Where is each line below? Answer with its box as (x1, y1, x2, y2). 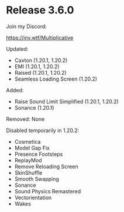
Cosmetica (14, 138, 41, 145)
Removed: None (6, 115, 45, 123)
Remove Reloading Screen (14, 163, 78, 170)
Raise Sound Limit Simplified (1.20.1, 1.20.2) (14, 98, 119, 105)
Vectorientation (14, 194, 52, 201)
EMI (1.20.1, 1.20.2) (14, 62, 60, 70)
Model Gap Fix (14, 144, 50, 151)
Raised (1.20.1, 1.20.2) (14, 69, 67, 76)
